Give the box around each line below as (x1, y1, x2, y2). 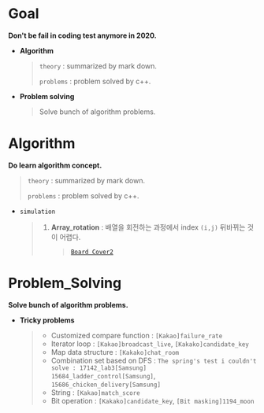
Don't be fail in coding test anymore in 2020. (8, 31, 157, 40)
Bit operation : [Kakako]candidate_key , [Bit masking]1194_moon (50, 396, 255, 405)
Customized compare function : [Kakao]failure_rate (50, 330, 223, 340)
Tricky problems (19, 315, 75, 325)
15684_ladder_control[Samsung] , (50, 371, 156, 380)
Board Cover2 (70, 248, 114, 256)
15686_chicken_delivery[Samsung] (50, 381, 162, 389)
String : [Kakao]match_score (50, 387, 140, 397)
